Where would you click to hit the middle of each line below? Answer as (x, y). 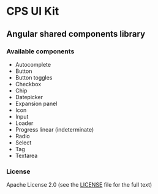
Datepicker (29, 97)
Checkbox (28, 84)
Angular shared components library (76, 34)
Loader (24, 123)
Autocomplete (33, 64)
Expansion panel (36, 103)
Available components (40, 51)
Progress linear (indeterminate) (55, 129)
